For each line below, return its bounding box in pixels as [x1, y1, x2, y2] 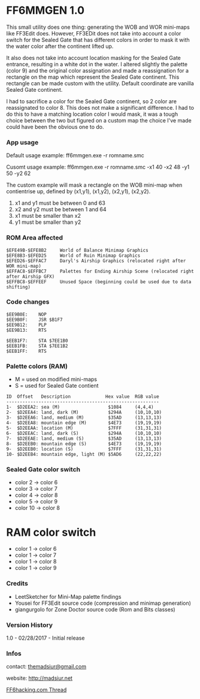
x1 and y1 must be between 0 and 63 [14, 199, 106, 207]
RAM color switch [6, 526, 96, 539]
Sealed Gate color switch [6, 466, 81, 474]
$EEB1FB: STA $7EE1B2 [6, 343, 68, 349]
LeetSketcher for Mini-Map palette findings [14, 593, 122, 600]
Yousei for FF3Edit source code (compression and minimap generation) [14, 599, 192, 607]
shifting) [6, 284, 31, 290]
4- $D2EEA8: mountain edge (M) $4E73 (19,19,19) [6, 420, 162, 426]
